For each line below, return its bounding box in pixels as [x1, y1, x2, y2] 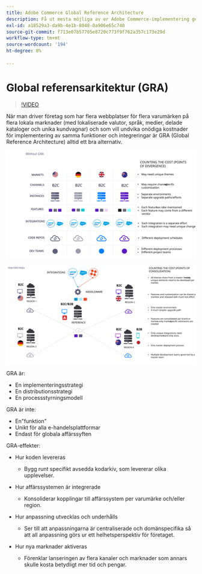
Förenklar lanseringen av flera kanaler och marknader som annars [23, 554, 188, 561]
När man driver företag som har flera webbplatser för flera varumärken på [6, 112, 189, 120]
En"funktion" [14, 417, 47, 425]
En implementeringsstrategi [14, 381, 84, 388]
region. [23, 501, 42, 508]
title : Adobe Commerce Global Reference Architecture [6, 10, 144, 16]
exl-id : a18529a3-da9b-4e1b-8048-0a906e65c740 [6, 22, 125, 28]
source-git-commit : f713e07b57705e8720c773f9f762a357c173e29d [6, 29, 165, 35]
